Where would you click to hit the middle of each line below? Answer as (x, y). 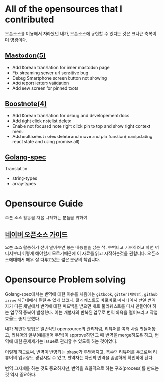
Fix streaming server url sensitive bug (50, 73)
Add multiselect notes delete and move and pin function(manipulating (82, 136)
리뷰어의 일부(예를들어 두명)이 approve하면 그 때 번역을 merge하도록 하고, (82, 335)
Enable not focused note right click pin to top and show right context (81, 126)
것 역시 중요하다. (21, 375)
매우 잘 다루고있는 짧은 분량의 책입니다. (63, 260)
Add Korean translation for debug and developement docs (71, 115)
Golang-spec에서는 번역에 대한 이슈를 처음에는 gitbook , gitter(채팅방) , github (81, 294)
